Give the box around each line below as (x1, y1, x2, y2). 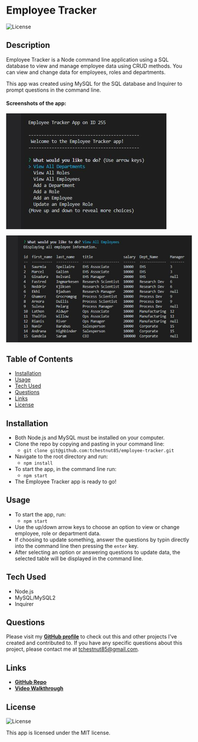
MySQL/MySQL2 (14, 594, 56, 601)
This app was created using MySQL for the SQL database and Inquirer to (6, 80, 183, 87)
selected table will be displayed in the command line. (14, 554, 143, 562)
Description (6, 40, 50, 50)
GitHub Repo (14, 679, 47, 686)
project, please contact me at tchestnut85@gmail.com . (6, 646, 140, 653)
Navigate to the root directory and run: (14, 453, 108, 460)
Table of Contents (6, 354, 74, 364)
